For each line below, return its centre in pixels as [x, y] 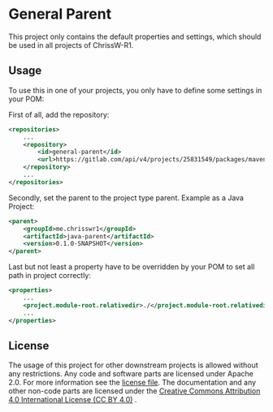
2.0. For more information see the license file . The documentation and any [132, 383]
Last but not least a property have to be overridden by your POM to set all [132, 267]
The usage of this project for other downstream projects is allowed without [133, 365]
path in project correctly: [50, 276]
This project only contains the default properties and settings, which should [135, 36]
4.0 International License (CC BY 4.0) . [73, 400]
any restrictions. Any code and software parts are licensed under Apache [131, 374]
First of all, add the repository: [59, 114]
